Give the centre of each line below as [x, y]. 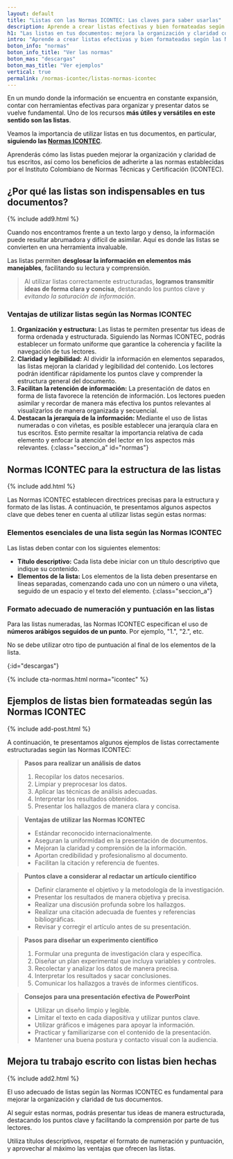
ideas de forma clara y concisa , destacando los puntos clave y [114, 289]
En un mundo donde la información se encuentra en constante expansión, [113, 98]
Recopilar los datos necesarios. [79, 776]
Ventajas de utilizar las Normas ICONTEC [85, 820]
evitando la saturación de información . [80, 296]
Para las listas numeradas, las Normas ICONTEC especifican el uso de [107, 624]
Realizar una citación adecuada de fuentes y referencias [115, 911]
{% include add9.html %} [43, 219]
